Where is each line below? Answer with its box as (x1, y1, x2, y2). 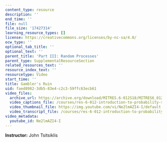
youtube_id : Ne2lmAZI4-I (9, 118, 61, 124)
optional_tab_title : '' (5, 44, 55, 49)
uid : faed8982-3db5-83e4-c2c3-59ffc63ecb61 (5, 86, 97, 91)
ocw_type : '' (5, 40, 32, 45)
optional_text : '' (5, 49, 43, 54)
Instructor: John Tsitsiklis (5, 132, 58, 138)
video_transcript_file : (9, 109, 59, 115)
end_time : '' (5, 16, 32, 21)
